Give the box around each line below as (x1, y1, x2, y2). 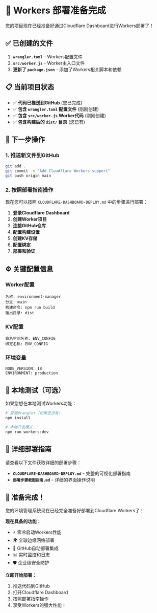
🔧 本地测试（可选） (5, 386, 65, 395)
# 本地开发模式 (5, 425, 33, 430)
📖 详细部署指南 (5, 445, 52, 453)
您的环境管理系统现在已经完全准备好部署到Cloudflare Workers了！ (5, 508, 144, 514)
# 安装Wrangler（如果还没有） (5, 410, 63, 416)
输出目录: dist (5, 310, 35, 315)
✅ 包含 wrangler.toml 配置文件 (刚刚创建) (12, 106, 99, 112)
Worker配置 (5, 281, 35, 288)
